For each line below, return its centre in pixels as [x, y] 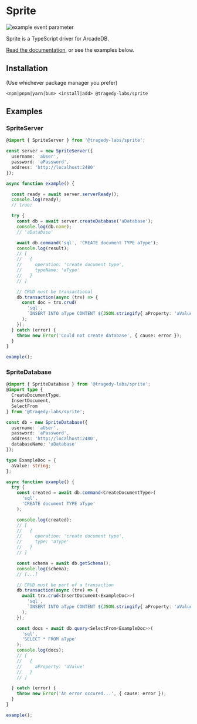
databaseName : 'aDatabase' [44, 444]
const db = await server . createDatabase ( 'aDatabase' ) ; [85, 221]
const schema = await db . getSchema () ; [64, 563]
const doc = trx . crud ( [49, 303]
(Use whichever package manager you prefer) [62, 82]
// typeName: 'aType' [48, 270]
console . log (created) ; [44, 520]
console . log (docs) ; [40, 650]
